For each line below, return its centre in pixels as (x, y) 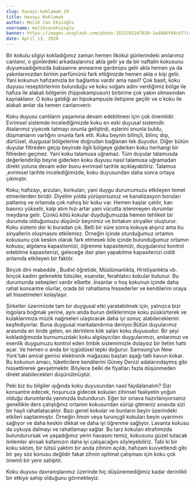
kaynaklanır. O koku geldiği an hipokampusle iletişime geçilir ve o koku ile (94, 99)
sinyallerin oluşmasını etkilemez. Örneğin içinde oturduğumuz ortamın (90, 234)
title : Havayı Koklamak (35, 17)
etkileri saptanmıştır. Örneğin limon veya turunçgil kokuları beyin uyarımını (95, 417)
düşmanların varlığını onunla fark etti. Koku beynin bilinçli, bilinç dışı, (88, 135)
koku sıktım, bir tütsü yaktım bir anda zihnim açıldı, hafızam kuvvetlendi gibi (97, 448)
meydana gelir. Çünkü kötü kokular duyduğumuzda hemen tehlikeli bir (90, 215)
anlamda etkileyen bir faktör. (40, 258)
